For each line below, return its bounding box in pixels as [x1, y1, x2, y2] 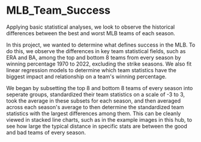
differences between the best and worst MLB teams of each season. [6, 29, 176, 36]
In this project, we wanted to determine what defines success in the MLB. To [6, 41, 196, 48]
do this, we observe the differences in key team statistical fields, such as [6, 47, 186, 54]
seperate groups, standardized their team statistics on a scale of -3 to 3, [6, 91, 185, 98]
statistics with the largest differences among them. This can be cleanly [6, 110, 181, 117]
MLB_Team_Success [6, 4, 111, 17]
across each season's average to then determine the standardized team [6, 103, 184, 110]
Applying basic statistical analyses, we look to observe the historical [6, 23, 175, 30]
